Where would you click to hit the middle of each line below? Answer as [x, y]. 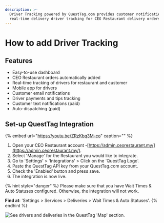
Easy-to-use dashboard [36, 72]
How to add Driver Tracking [62, 43]
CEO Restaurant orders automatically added [56, 78]
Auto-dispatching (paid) [36, 109]
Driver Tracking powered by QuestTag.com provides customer [72, 14]
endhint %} [16, 206]
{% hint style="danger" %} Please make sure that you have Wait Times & [78, 186]
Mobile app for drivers [34, 88]
